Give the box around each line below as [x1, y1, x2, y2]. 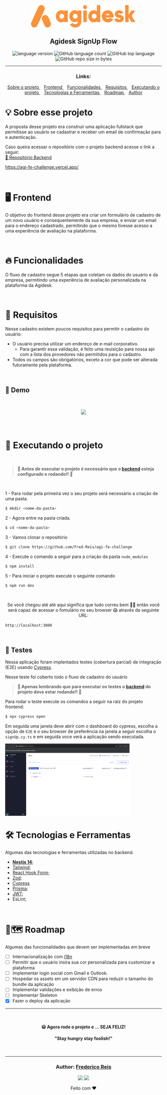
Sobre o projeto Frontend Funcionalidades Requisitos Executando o [7, 84, 160, 90]
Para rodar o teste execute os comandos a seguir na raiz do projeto [5, 699, 143, 705]
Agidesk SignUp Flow [49, 37, 118, 46]
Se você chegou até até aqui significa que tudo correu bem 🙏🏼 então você [7, 602, 160, 608]
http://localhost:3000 [5, 623, 52, 628]
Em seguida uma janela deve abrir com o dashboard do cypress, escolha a [5, 723, 158, 729]
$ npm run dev [5, 583, 35, 588]
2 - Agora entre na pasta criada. [5, 515, 71, 521]
